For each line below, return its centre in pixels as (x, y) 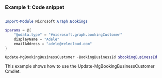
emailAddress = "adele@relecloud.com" (53, 44)
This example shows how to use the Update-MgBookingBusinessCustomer (80, 66)
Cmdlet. (13, 71)
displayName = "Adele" (37, 39)
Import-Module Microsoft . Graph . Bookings (47, 22)
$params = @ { (18, 31)
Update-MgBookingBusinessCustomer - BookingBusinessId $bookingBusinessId (81, 57)
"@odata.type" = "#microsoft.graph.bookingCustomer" (68, 35)
